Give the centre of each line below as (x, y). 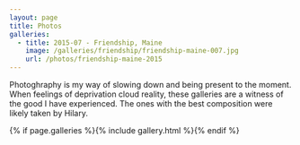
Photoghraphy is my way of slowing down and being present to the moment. (150, 85)
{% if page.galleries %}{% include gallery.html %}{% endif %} (124, 130)
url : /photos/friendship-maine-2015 (94, 59)
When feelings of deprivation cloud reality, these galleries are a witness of (147, 94)
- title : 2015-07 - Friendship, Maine (90, 43)
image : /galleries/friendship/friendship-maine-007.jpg (132, 51)
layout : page (34, 17)
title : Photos (36, 26)
